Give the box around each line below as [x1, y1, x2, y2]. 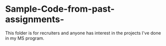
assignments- [5, 14, 64, 25]
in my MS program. [5, 35, 45, 41]
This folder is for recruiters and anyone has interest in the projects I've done [5, 30, 161, 36]
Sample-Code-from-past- [5, 3, 115, 15]
